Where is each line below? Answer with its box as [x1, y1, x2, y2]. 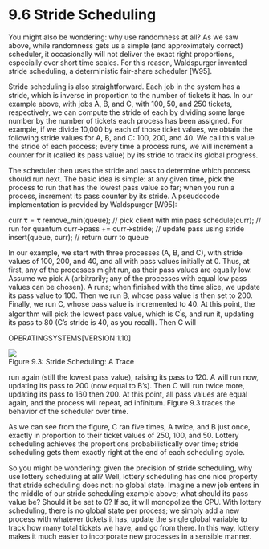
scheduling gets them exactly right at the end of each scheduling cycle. [8, 447, 245, 457]
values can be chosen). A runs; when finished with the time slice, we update [8, 282, 261, 291]
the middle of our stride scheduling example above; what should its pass [8, 488, 249, 498]
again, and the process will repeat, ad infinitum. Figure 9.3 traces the [8, 397, 236, 407]
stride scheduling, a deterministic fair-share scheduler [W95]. [8, 66, 213, 75]
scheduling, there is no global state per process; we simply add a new [8, 506, 240, 515]
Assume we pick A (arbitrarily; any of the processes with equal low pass [8, 273, 247, 283]
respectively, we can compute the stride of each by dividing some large [8, 107, 245, 117]
